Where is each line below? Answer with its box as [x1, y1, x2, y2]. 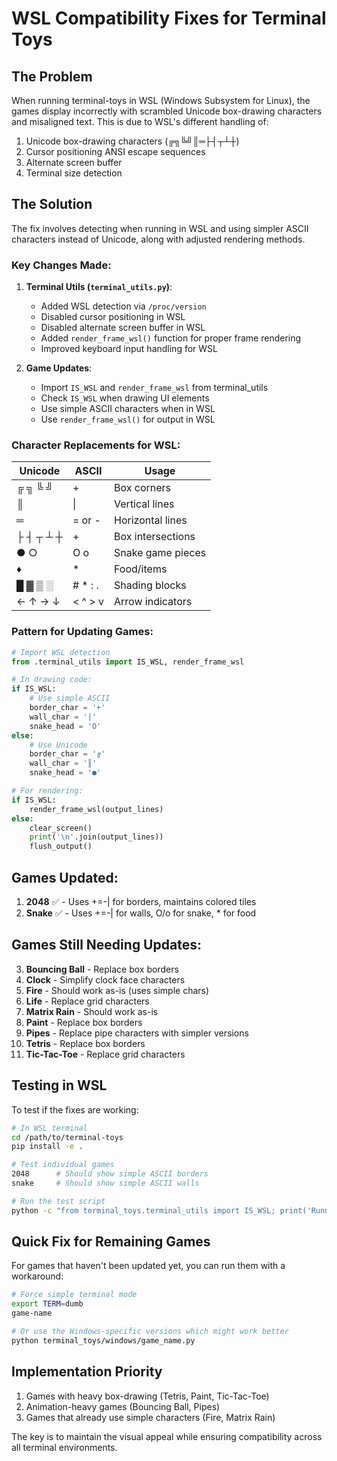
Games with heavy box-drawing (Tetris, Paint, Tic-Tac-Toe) [25, 1390, 270, 1402]
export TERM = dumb [11, 1299, 84, 1309]
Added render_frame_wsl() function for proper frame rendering [40, 332, 302, 344]
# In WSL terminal [11, 1123, 88, 1133]
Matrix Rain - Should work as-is [25, 1005, 159, 1017]
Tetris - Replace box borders [25, 1037, 146, 1049]
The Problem [11, 68, 93, 85]
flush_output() [29, 842, 93, 852]
